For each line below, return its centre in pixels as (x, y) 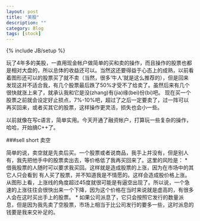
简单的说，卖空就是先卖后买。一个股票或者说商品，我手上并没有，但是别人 (97, 153)
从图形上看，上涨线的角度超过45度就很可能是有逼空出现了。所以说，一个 (96, 182)
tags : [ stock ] (24, 34)
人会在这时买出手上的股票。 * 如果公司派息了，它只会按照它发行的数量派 (95, 197)
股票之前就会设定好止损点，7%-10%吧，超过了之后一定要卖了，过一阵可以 (98, 100)
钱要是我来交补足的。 (32, 212)
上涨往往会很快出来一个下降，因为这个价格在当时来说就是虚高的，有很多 (105, 190)
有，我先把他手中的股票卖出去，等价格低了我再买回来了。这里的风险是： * (97, 160)
